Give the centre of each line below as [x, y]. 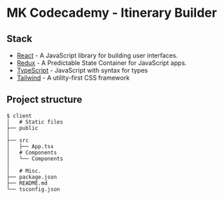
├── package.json [32, 177]
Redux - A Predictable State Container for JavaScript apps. [101, 63]
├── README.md [27, 183]
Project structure [44, 100]
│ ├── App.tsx [30, 146]
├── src [18, 140]
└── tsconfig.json [33, 189]
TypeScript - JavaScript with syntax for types [82, 70]
